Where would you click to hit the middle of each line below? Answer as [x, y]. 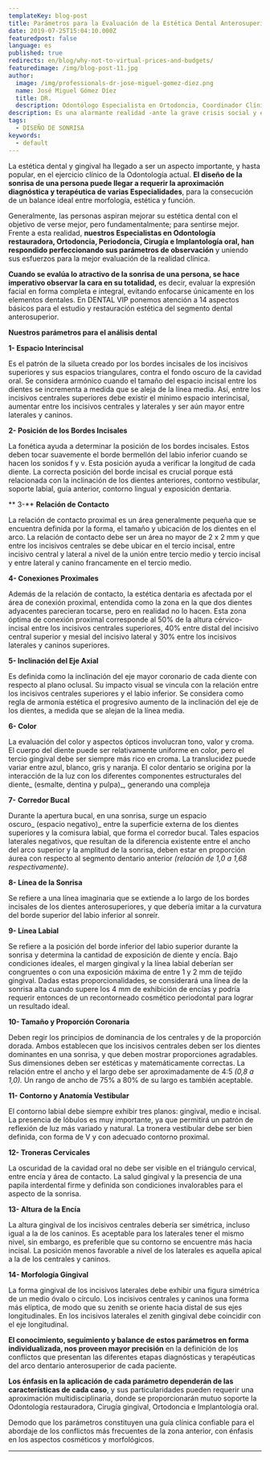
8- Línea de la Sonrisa [45, 882]
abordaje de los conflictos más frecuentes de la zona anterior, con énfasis [131, 1431]
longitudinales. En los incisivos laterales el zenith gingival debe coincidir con [135, 1315]
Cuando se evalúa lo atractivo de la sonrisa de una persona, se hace [124, 273]
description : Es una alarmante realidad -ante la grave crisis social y [133, 113]
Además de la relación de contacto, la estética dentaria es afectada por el [131, 594]
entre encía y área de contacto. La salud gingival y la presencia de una [125, 1176]
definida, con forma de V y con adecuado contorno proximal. [109, 1137]
